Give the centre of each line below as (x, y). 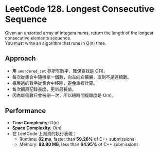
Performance (26, 111)
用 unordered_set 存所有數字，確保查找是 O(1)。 (60, 71)
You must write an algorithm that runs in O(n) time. (55, 43)
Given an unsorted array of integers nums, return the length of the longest (79, 33)
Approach (20, 59)
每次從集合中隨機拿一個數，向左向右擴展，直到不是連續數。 (72, 77)
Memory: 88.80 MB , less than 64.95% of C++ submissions (79, 144)
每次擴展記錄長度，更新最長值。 (44, 89)
